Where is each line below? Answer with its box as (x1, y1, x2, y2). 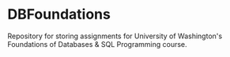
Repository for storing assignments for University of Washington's (7, 31, 223, 41)
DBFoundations (7, 5, 111, 23)
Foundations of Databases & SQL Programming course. (7, 39, 187, 48)
